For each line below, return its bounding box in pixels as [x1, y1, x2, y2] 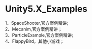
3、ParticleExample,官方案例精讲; [5, 32, 74, 38]
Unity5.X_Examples [5, 3, 88, 15]
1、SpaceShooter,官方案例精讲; [5, 20, 68, 26]
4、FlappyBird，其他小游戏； [5, 38, 64, 44]
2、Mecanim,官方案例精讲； [5, 26, 62, 32]
